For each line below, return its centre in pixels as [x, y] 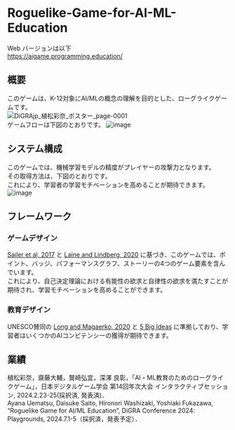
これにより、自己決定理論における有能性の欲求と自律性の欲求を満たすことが [118, 281]
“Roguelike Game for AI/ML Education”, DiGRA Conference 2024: [101, 411]
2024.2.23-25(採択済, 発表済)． [62, 396]
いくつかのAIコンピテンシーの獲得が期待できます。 [99, 335]
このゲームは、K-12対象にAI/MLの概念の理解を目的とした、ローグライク [111, 98]
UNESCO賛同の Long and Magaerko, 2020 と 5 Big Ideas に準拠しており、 [115, 326]
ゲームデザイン [33, 238]
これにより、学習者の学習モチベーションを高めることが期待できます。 [108, 185]
